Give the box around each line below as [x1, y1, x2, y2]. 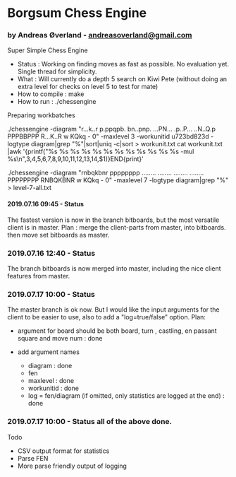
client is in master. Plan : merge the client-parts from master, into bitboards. [7, 223, 227, 231]
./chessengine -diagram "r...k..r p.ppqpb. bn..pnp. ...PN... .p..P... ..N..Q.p [7, 125, 216, 134]
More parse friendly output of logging [17, 461, 127, 470]
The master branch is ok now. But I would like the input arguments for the [7, 305, 220, 314]
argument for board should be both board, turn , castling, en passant [17, 326, 217, 335]
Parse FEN [17, 454, 49, 462]
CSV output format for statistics [17, 447, 110, 455]
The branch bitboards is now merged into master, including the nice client [7, 264, 221, 273]
